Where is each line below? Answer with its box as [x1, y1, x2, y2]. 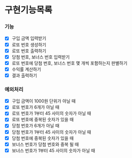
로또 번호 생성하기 [11, 41, 46, 47]
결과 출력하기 [11, 72, 37, 78]
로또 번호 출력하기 [11, 48, 46, 54]
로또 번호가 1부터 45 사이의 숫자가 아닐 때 [11, 110, 92, 116]
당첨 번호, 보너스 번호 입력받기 [11, 54, 70, 60]
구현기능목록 [4, 4, 53, 16]
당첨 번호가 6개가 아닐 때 [11, 123, 60, 128]
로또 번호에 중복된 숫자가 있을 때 [11, 117, 74, 123]
